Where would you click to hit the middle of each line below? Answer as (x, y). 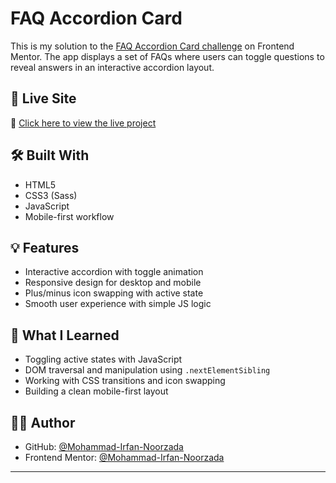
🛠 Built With (50, 155)
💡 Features (45, 247)
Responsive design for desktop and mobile (113, 283)
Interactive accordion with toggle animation (114, 272)
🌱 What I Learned (65, 335)
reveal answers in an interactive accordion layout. (112, 67)
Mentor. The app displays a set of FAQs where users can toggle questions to (167, 56)
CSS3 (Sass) (51, 195)
